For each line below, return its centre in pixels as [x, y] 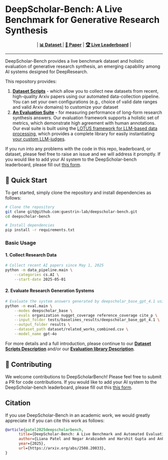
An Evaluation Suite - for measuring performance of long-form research [87, 112]
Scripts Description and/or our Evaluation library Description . [70, 349]
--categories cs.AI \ [36, 275]
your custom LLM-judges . [39, 139]
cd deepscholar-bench [28, 216]
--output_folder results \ [42, 325]
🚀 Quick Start [26, 181]
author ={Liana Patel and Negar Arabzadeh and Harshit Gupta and [87, 439]
